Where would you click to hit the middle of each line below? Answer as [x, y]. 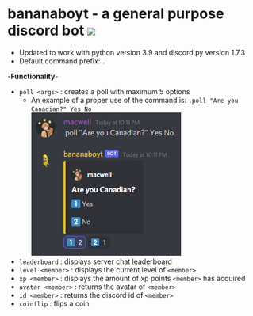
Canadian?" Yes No [61, 109]
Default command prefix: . [62, 61]
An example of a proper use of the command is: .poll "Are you [134, 100]
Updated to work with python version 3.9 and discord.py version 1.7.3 [132, 52]
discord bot [46, 30]
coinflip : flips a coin [54, 303]
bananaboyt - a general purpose [116, 14]
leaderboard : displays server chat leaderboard [95, 261]
